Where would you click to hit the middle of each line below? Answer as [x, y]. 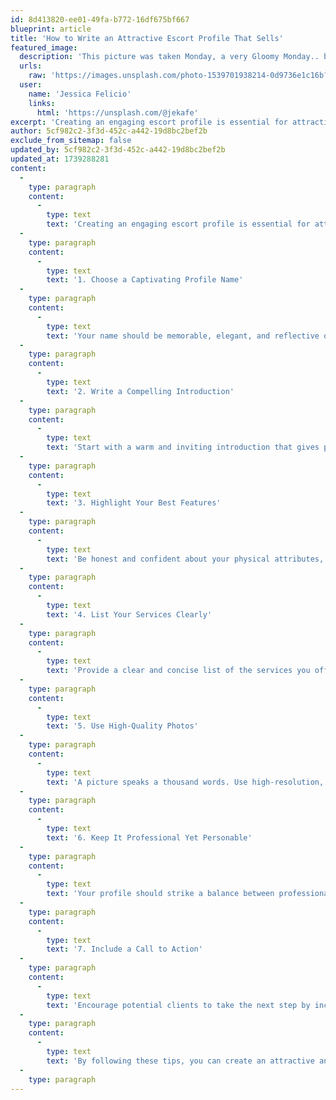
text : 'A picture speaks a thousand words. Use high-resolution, [185, 782]
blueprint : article [51, 29]
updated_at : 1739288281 [60, 159]
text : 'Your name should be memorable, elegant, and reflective [183, 336]
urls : [31, 66]
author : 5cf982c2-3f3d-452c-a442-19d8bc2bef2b [109, 131]
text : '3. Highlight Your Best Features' [134, 503]
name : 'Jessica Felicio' [80, 94]
